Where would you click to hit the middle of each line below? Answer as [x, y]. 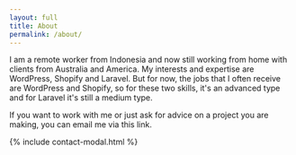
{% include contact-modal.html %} [74, 142]
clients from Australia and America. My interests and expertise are [132, 69]
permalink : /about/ [46, 34]
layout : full [34, 17]
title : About [34, 26]
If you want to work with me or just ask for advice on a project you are [139, 115]
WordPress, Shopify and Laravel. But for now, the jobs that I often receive [145, 79]
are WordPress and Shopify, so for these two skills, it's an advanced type [145, 88]
